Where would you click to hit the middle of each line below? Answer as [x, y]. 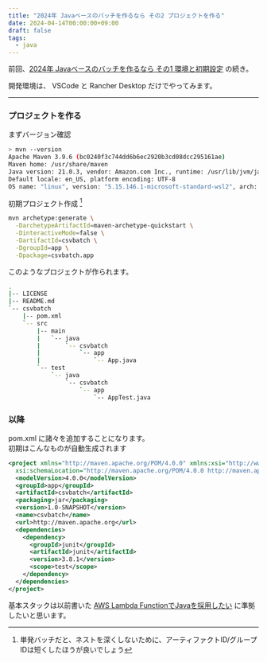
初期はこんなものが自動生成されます [68, 448]
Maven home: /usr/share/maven [58, 165]
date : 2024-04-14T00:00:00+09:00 [64, 23]
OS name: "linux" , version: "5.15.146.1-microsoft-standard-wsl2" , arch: [133, 187]
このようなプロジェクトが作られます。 [71, 271]
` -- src [35, 323]
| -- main [51, 331]
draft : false [30, 30]
